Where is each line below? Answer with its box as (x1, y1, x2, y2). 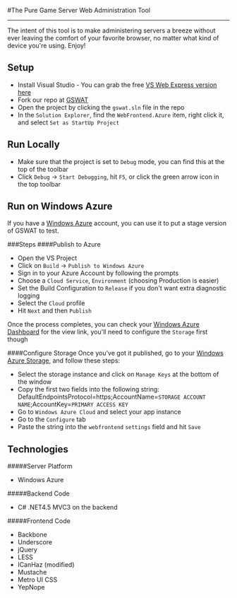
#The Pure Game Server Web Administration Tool (7, 6, 151, 14)
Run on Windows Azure (7, 201, 113, 213)
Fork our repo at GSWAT (17, 95, 89, 104)
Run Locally (7, 139, 60, 151)
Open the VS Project (17, 254, 78, 262)
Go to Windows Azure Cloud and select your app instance (17, 408, 182, 416)
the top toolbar (17, 180, 61, 188)
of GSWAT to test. (7, 226, 59, 235)
